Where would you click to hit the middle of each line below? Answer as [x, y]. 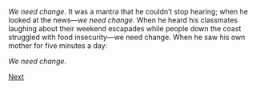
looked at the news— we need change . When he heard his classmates [123, 20]
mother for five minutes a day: [58, 46]
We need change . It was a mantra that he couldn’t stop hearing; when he [128, 12]
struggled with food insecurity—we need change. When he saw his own [127, 37]
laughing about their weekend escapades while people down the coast [125, 28]
